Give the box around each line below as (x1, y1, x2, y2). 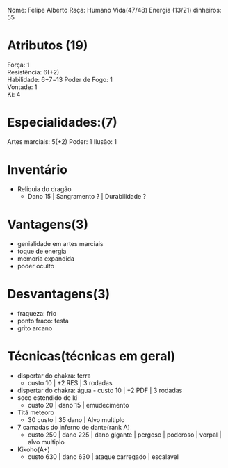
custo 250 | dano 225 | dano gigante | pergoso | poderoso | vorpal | (27, 430, 222, 439)
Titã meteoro (17, 408, 54, 417)
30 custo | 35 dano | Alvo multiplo (27, 415, 125, 423)
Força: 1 (7, 60, 30, 69)
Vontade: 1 (7, 83, 38, 91)
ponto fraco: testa (17, 316, 69, 325)
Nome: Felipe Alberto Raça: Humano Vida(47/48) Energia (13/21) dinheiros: (7, 6, 222, 14)
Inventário (7, 162, 68, 178)
